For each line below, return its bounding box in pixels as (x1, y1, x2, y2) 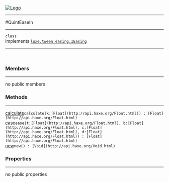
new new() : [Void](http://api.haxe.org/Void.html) (5, 142, 116, 148)
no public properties (5, 171, 47, 177)
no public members (5, 81, 45, 87)
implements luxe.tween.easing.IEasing (5, 38, 87, 44)
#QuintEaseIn (5, 19, 33, 25)
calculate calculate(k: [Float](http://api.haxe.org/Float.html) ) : (5, 110, 146, 116)
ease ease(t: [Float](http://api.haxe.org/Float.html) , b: (5, 120, 128, 126)
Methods (5, 94, 28, 101)
